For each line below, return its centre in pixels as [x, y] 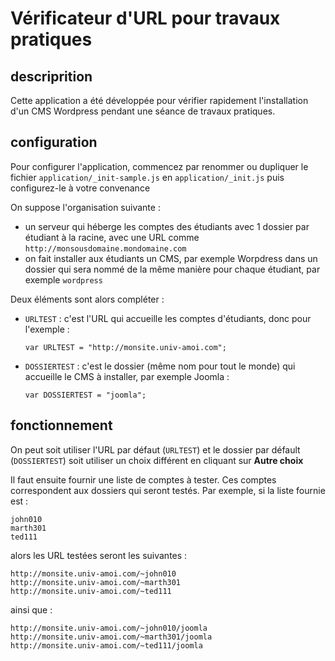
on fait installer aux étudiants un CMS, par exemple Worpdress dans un [171, 258]
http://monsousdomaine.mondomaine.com [105, 248]
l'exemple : [47, 329]
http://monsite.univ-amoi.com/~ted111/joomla [106, 645]
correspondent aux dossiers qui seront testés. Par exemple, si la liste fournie [168, 490]
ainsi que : [31, 609]
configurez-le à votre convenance [80, 188]
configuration [54, 142]
